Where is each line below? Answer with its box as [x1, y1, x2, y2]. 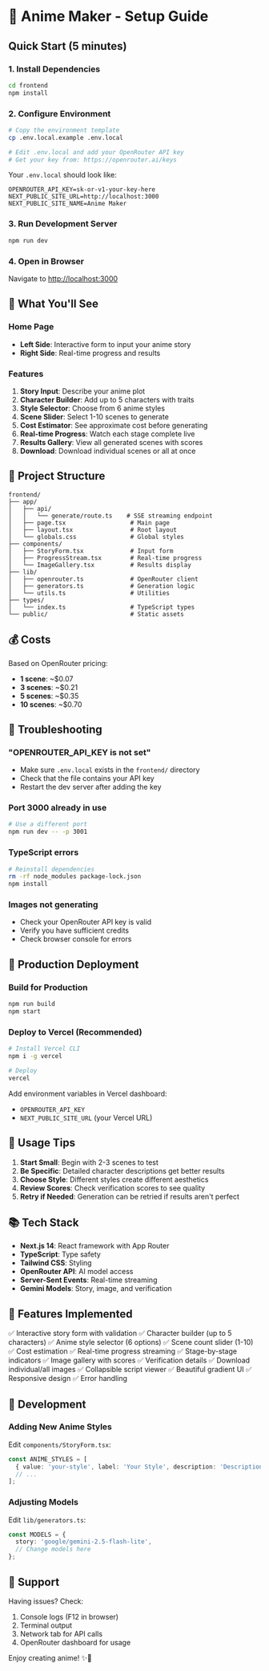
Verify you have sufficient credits [19, 925, 130, 935]
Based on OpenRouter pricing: [8, 658, 108, 668]
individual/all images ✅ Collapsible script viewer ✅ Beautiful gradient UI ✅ [8, 1365, 252, 1375]
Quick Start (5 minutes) [8, 39, 127, 53]
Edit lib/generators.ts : [8, 1514, 86, 1525]
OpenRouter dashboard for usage [19, 1637, 131, 1647]
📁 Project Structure [8, 469, 106, 483]
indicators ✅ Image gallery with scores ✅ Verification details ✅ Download [8, 1355, 251, 1365]
